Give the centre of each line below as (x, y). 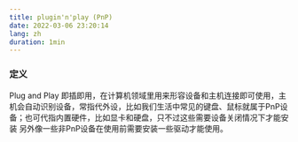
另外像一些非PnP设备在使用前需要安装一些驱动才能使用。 (124, 128)
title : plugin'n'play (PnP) (61, 17)
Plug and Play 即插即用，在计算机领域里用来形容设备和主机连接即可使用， (144, 95)
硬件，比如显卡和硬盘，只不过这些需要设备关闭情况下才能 (176, 117)
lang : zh (25, 34)
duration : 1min (37, 42)
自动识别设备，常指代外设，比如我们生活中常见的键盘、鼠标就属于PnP (153, 106)
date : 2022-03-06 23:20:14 (59, 26)
